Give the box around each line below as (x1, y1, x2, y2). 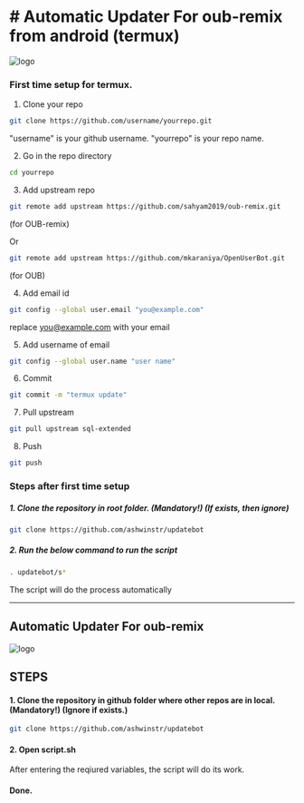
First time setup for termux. (9, 78, 133, 91)
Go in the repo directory (22, 151, 112, 162)
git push (9, 458, 43, 468)
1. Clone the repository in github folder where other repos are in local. (9, 694, 276, 705)
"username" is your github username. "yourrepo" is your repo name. (9, 133, 264, 144)
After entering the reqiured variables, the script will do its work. (9, 764, 245, 775)
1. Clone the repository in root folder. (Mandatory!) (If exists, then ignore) (9, 502, 290, 514)
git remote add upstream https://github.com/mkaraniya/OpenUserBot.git (9, 253, 285, 262)
